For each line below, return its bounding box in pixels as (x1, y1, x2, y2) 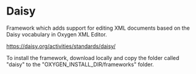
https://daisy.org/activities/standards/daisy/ (6, 42, 116, 50)
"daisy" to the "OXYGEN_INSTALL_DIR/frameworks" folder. (6, 61, 154, 68)
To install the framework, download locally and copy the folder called (6, 54, 180, 61)
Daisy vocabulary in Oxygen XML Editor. (6, 30, 108, 38)
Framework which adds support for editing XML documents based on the (6, 24, 191, 32)
